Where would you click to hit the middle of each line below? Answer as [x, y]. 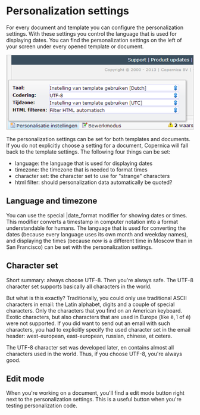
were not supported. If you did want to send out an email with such [88, 323]
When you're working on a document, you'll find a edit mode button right [95, 393]
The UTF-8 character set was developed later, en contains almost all [90, 347]
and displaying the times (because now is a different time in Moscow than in [99, 241]
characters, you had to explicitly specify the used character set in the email [98, 329]
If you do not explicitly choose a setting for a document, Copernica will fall [97, 145]
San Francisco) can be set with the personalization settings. [79, 247]
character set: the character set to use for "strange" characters [92, 176]
